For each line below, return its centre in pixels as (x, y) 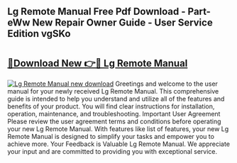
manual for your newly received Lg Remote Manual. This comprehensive (113, 91)
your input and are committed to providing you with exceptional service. (112, 151)
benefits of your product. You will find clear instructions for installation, (111, 106)
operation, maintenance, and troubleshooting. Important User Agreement (114, 114)
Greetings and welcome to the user (167, 84)
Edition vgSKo (39, 34)
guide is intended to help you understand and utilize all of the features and (116, 99)
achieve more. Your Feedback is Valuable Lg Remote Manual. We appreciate (119, 144)
